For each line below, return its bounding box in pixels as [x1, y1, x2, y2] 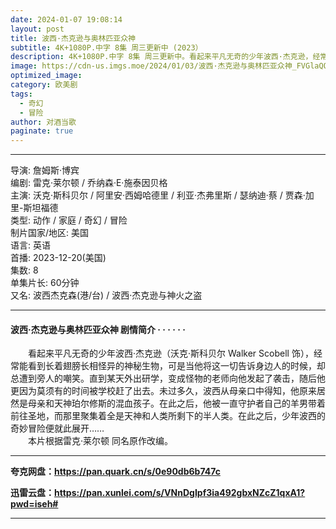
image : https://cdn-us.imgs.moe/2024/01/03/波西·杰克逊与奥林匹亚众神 [10, 61, 293, 71]
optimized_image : [10, 71, 83, 81]
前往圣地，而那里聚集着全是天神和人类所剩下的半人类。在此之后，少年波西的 [10, 410, 326, 422]
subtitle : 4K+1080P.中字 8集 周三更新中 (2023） [10, 42, 203, 53]
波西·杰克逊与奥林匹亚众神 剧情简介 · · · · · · [10, 323, 186, 335]
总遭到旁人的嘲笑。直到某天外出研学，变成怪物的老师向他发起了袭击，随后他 [10, 372, 326, 385]
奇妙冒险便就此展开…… [10, 422, 105, 435]
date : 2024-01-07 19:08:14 [10, 14, 123, 25]
